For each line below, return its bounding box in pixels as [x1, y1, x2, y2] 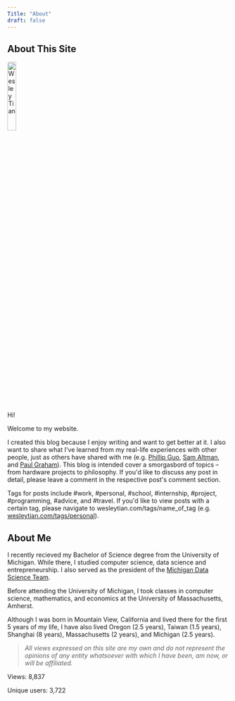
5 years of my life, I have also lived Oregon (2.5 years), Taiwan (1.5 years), [7, 623, 222, 631]
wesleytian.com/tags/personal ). [7, 512, 99, 520]
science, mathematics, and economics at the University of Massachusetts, [7, 594, 223, 602]
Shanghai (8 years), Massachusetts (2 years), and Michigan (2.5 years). [7, 631, 215, 639]
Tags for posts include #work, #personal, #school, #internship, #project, [7, 489, 217, 498]
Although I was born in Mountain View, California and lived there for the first [7, 615, 227, 624]
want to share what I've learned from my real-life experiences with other [7, 446, 217, 454]
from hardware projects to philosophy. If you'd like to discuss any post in [7, 468, 218, 476]
